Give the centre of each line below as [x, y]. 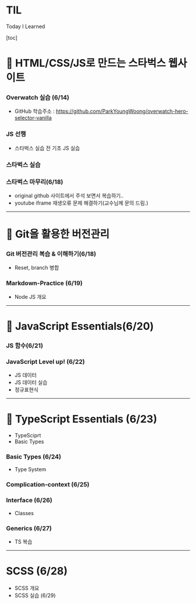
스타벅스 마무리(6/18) [35, 182]
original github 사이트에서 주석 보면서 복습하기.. [69, 195]
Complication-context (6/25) [48, 485]
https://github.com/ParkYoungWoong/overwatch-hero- [122, 111]
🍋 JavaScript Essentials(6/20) [80, 326]
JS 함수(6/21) [25, 346]
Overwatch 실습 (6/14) [38, 98]
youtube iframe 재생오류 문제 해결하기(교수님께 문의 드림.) [81, 203]
